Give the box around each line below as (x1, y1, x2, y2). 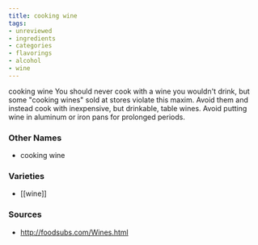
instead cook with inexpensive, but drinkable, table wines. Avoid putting (8, 103, 247, 113)
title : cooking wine (8, 11, 78, 20)
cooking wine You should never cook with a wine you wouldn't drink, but (8, 86, 251, 96)
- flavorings (8, 49, 53, 57)
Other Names (8, 132, 62, 143)
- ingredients (8, 34, 57, 43)
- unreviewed (8, 27, 53, 35)
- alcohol (8, 57, 42, 65)
